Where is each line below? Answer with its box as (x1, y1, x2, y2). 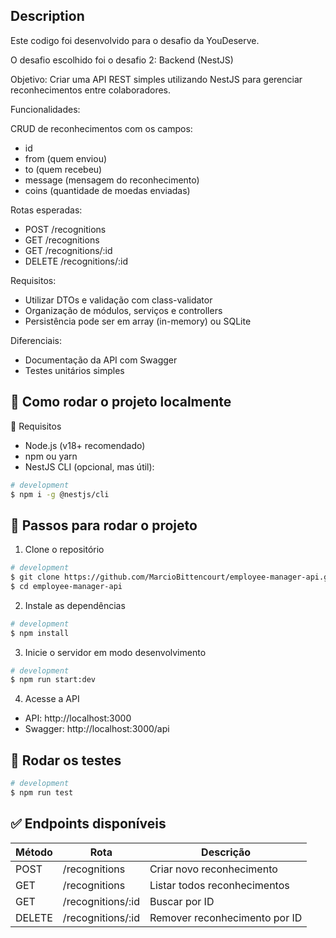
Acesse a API (24, 693, 80, 705)
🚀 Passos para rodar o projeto (10, 517, 198, 534)
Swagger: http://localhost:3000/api (24, 723, 170, 735)
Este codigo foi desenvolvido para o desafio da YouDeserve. (10, 34, 260, 46)
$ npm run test (10, 788, 74, 798)
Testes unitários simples (24, 364, 125, 376)
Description (10, 8, 85, 25)
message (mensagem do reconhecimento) (24, 174, 200, 186)
